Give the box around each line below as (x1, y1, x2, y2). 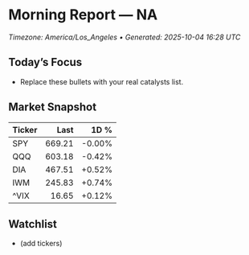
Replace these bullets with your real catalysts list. (19, 76, 184, 86)
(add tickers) (19, 239, 63, 249)
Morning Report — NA (8, 6, 158, 24)
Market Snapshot (8, 101, 97, 114)
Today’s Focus (8, 56, 83, 69)
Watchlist (8, 217, 58, 231)
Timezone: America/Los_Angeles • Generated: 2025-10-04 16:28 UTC (8, 32, 241, 42)
